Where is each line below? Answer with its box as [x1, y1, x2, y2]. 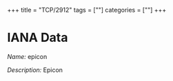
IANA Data [7, 30, 68, 45]
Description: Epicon [7, 65, 63, 74]
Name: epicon [7, 52, 48, 60]
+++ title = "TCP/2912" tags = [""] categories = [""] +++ [7, 6, 167, 14]
